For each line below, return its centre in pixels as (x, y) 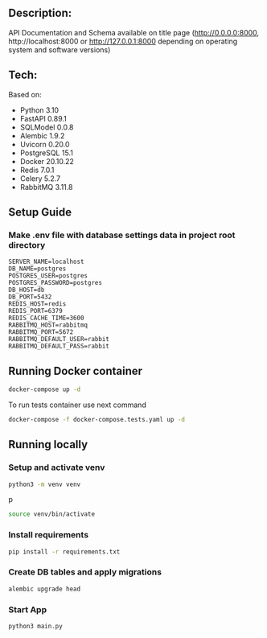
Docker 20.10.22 (47, 161)
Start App (27, 609)
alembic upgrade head (45, 589)
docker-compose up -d (45, 389)
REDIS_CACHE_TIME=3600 (46, 318)
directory (27, 245)
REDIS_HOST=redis (37, 304)
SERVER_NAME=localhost (46, 262)
